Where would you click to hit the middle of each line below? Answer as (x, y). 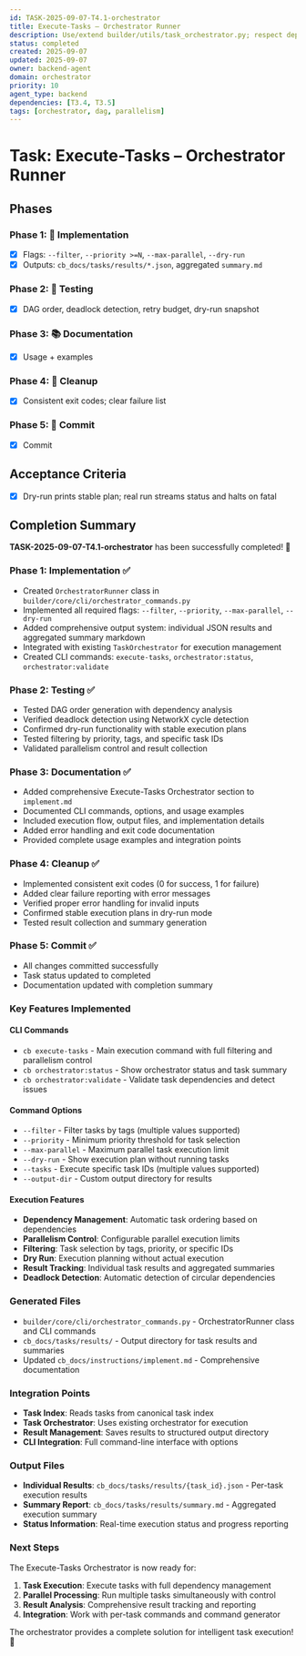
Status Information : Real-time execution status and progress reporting (155, 1524)
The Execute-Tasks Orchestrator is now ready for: (103, 1568)
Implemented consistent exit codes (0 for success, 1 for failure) (141, 883)
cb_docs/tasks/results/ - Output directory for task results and (140, 1340)
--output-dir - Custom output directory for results (117, 1179)
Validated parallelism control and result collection (115, 748)
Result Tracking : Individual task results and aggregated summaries (148, 1268)
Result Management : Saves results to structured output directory (146, 1432)
